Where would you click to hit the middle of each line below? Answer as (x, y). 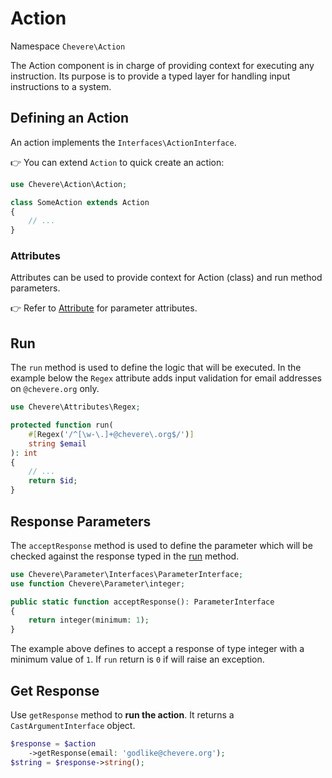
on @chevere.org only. (55, 389)
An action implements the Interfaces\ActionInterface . (123, 142)
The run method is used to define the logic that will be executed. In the (156, 368)
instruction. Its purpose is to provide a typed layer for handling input (150, 76)
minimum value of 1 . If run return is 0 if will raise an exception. (137, 659)
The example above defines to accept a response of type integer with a (157, 649)
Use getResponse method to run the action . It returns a (122, 714)
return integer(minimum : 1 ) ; (89, 620)
